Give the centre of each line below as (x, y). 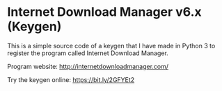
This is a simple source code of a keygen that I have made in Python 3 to (111, 45)
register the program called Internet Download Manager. (88, 53)
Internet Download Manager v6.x (104, 12)
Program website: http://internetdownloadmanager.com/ (88, 66)
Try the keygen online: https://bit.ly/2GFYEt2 (71, 79)
